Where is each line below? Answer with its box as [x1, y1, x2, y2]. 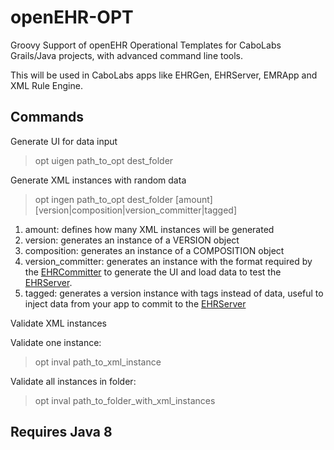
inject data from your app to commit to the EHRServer [24, 297, 247, 310]
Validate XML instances [10, 317, 107, 329]
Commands [10, 109, 85, 126]
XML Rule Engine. [10, 79, 83, 91]
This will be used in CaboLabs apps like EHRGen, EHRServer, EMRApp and [10, 69, 318, 81]
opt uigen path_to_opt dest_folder [34, 154, 174, 166]
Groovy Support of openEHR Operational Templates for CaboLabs [10, 39, 282, 51]
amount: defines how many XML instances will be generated [24, 223, 275, 235]
